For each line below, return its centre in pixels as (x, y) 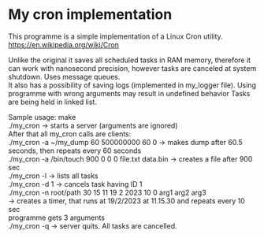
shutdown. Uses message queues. (64, 76)
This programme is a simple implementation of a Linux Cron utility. (115, 36)
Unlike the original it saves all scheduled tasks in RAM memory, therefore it (129, 60)
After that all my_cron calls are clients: (70, 134)
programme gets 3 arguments (56, 218)
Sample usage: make (42, 117)
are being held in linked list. (52, 102)
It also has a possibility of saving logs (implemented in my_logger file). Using (132, 85)
